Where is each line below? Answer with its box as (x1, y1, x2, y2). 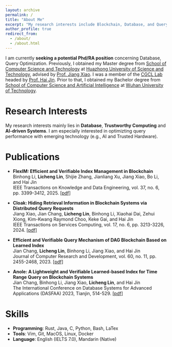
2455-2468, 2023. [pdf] (12, 258, 63, 265)
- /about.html (10, 41, 40, 46)
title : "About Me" (5, 17, 45, 22)
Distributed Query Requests (12, 205, 74, 211)
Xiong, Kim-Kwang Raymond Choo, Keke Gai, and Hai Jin (12, 216, 134, 222)
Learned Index (12, 242, 45, 248)
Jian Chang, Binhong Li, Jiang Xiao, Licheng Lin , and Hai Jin (12, 279, 141, 286)
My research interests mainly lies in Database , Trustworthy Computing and (5, 122, 166, 128)
